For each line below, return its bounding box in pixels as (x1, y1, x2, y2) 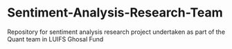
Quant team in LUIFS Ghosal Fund (7, 35, 104, 43)
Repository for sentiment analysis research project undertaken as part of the (7, 28, 226, 36)
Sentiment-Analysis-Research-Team (7, 5, 223, 21)
